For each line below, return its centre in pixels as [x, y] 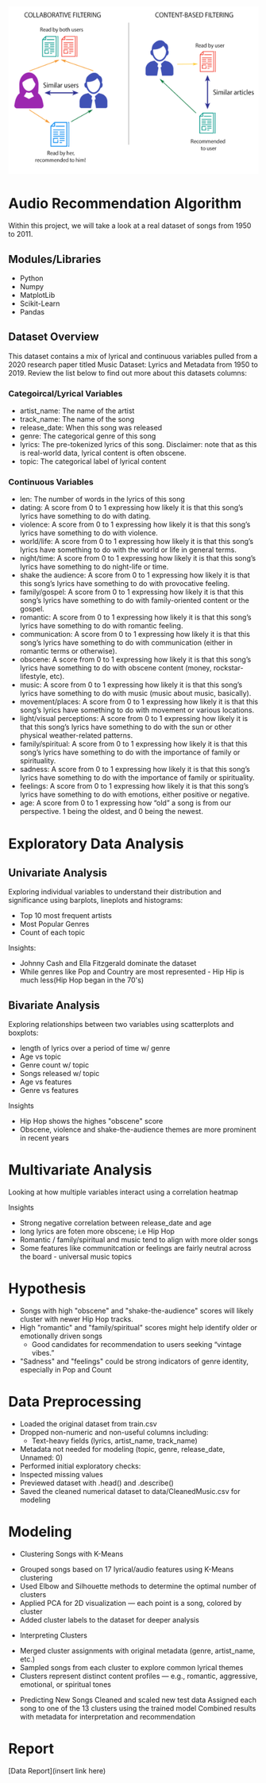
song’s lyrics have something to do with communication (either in [126, 643]
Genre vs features [49, 1090]
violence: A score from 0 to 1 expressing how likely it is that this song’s [135, 525]
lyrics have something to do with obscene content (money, [116, 668]
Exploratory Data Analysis [96, 843]
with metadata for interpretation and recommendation [108, 1716]
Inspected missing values [61, 1474]
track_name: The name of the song [77, 419]
